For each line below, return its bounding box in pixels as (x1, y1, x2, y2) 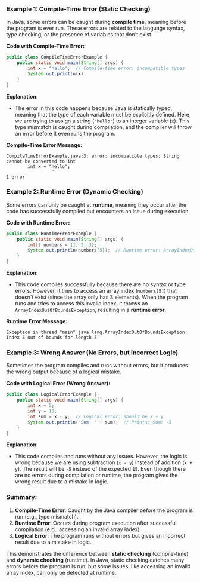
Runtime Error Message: (6, 318, 68, 325)
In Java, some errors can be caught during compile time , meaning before (6, 19, 186, 26)
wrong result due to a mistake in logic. (14, 478, 109, 485)
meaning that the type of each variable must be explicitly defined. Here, (14, 111, 191, 118)
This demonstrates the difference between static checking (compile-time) (6, 550, 189, 557)
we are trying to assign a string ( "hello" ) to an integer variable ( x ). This (14, 117, 190, 124)
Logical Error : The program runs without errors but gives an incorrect (14, 532, 186, 539)
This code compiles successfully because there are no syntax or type (14, 281, 186, 288)
